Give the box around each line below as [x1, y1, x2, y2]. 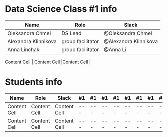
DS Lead [61, 30, 82, 37]
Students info [5, 76, 62, 88]
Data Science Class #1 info [5, 3, 117, 15]
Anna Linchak [7, 46, 40, 53]
